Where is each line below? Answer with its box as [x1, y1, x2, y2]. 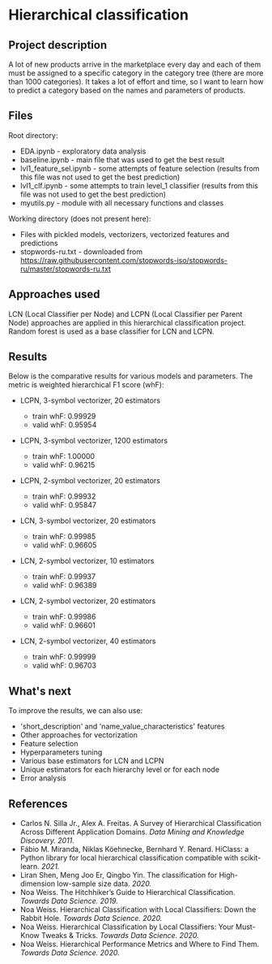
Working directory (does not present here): [8, 214, 151, 223]
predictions [19, 238, 58, 248]
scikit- [240, 853, 261, 862]
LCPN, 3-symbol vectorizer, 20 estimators [19, 396, 160, 405]
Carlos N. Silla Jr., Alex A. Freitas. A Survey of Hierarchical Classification [19, 819, 261, 828]
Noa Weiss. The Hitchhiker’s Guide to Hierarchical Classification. [19, 888, 236, 897]
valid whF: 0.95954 [32, 420, 97, 430]
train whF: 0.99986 [32, 612, 96, 622]
